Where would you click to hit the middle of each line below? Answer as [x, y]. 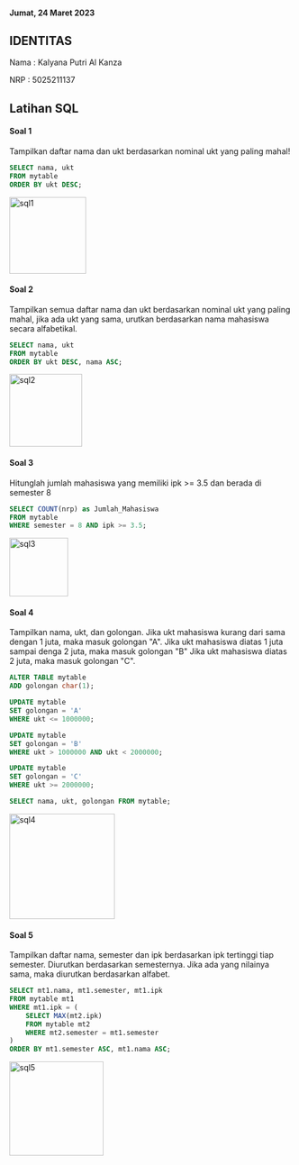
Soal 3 [22, 463]
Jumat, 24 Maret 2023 [52, 13]
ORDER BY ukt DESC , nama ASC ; [66, 362]
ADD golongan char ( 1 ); [52, 686]
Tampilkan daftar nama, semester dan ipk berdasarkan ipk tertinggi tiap [142, 955]
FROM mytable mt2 [58, 1024]
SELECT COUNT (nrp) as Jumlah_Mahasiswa [84, 509]
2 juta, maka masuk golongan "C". [72, 661]
